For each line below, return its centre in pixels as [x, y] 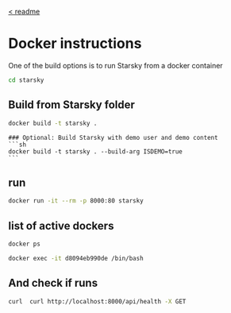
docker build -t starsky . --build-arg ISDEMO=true [95, 151]
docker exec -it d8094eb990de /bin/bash [76, 258]
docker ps [25, 244]
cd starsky [26, 80]
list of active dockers [61, 226]
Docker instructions [75, 44]
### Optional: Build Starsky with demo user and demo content [113, 137]
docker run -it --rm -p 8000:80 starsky [76, 201]
